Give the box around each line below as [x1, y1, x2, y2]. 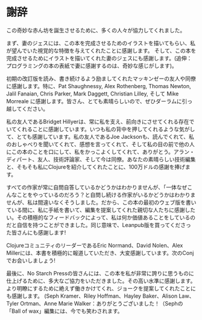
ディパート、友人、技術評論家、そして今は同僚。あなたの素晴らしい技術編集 [6, 155, 196, 163]
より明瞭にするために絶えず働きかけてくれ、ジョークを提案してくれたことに [6, 284, 196, 292]
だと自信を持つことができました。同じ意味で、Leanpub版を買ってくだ [6, 221, 181, 228]
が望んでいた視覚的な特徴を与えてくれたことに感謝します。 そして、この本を [6, 46, 197, 54]
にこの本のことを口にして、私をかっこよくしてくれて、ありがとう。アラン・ [6, 148, 195, 155]
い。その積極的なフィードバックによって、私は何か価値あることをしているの [6, 214, 196, 221]
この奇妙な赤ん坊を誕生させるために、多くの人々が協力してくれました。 [6, 27, 186, 34]
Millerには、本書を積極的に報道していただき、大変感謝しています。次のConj [6, 249, 194, 257]
